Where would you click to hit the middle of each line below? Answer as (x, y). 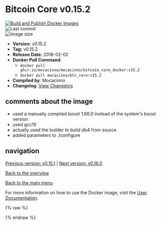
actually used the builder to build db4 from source (64, 130)
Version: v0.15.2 (29, 43)
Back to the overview (27, 173)
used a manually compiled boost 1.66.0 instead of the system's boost (84, 114)
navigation (22, 151)
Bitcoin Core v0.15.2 (48, 9)
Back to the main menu (29, 183)
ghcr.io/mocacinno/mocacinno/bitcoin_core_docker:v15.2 (80, 70)
